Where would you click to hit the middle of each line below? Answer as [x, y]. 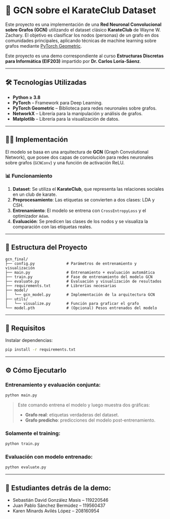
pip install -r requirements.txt [40, 350]
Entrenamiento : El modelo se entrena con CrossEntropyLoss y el [79, 211]
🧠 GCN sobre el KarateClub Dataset [81, 10]
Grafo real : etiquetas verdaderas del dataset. [72, 414]
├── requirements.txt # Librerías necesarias [61, 286]
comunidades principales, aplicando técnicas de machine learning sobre [81, 41]
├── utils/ [17, 299]
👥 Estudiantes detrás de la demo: [58, 488]
